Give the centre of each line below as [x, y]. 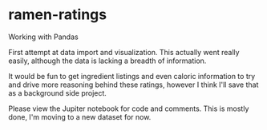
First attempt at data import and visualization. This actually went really [124, 52]
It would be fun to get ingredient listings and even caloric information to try [132, 76]
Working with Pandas [43, 37]
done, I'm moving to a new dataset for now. [80, 116]
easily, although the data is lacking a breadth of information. [107, 61]
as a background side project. [57, 93]
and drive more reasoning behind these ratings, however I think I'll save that [133, 85]
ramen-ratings [57, 15]
